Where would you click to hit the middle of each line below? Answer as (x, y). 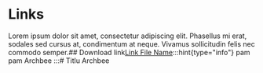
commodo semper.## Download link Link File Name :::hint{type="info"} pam (129, 52)
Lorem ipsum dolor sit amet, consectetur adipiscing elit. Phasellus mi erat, (128, 36)
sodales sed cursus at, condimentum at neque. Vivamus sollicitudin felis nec (131, 43)
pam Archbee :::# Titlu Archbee (59, 61)
